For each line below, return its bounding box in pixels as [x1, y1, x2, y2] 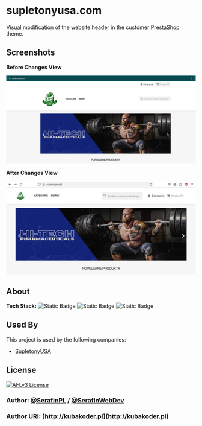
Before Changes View [6, 63, 62, 71]
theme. [6, 30, 24, 37]
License [6, 365, 37, 375]
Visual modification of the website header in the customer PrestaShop [6, 24, 180, 31]
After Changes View [6, 170, 58, 177]
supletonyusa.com [6, 4, 102, 17]
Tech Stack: [6, 302, 37, 310]
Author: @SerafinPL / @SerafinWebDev [6, 396, 124, 404]
